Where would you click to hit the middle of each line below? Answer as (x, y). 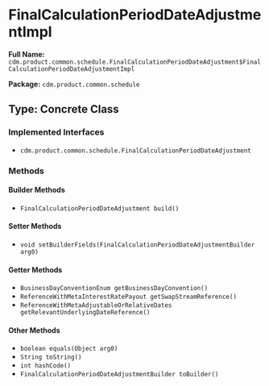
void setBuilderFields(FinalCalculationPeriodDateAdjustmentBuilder (137, 245)
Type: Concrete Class (64, 109)
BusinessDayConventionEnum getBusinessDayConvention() (114, 288)
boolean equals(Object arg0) (69, 349)
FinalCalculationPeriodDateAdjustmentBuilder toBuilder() (119, 375)
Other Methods (34, 330)
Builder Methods (37, 190)
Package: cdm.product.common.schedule (74, 84)
